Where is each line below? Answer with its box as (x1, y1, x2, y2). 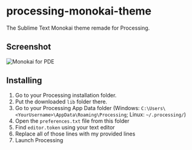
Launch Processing (15, 136, 64, 143)
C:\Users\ (141, 105, 166, 111)
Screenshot (6, 42, 51, 52)
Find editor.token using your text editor (15, 123, 115, 131)
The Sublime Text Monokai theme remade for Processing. (6, 24, 150, 31)
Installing (6, 76, 42, 86)
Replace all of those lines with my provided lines (15, 130, 136, 137)
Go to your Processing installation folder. (15, 91, 117, 99)
